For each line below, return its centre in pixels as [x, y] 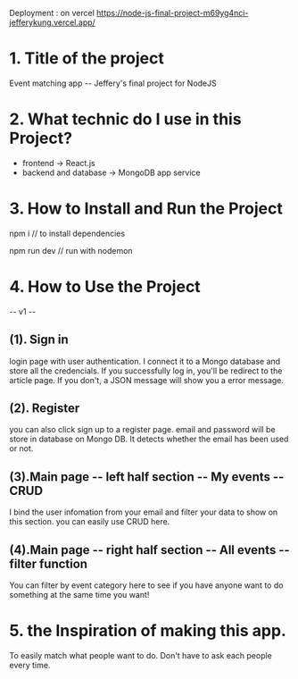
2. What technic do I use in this [126, 119]
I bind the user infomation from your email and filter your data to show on [144, 512]
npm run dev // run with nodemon [71, 250]
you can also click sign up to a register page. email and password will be [142, 430]
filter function [48, 563]
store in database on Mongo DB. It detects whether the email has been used [149, 439]
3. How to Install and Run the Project [146, 209]
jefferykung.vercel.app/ [52, 22]
